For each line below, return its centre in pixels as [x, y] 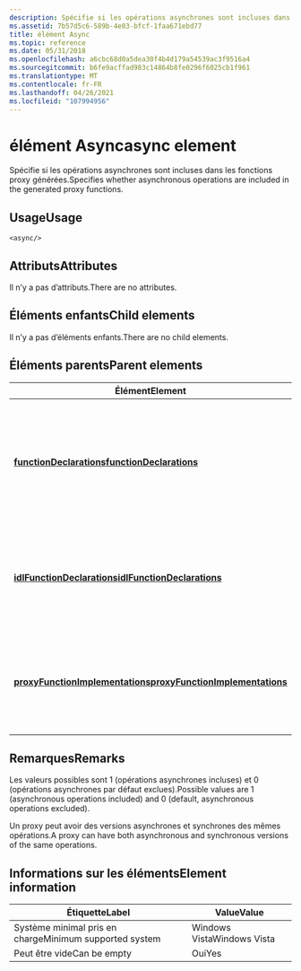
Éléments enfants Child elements [102, 315]
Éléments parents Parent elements [106, 366]
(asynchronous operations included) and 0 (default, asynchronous [132, 799]
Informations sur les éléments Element [118, 873]
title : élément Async [50, 34]
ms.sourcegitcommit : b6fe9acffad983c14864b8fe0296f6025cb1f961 [130, 68]
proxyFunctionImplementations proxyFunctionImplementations [151, 681]
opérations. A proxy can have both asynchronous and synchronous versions [149, 835]
